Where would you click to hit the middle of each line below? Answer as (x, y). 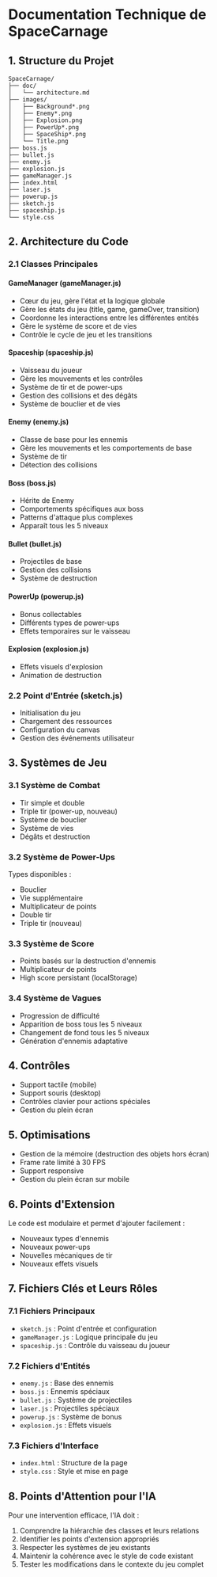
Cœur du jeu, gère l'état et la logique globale (92, 301)
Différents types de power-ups (69, 623)
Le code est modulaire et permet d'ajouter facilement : (97, 1223)
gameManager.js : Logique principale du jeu (88, 1337)
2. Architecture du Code (68, 242)
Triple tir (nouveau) (51, 924)
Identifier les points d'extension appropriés (89, 1539)
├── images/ (28, 100)
